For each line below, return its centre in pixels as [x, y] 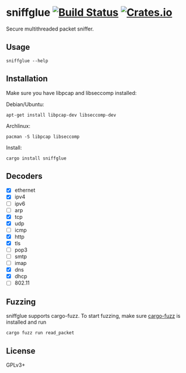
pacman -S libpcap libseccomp [43, 137]
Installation [27, 79]
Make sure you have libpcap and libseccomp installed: [71, 93]
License [21, 351]
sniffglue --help [27, 61]
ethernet [25, 190]
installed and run [26, 322]
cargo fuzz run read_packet [40, 333]
